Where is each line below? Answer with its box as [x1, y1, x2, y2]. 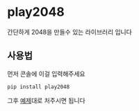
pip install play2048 [7, 83, 70, 90]
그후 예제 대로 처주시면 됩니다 [7, 96, 85, 104]
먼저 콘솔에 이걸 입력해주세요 [7, 70, 85, 78]
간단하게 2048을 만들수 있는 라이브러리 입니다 [7, 28, 132, 36]
